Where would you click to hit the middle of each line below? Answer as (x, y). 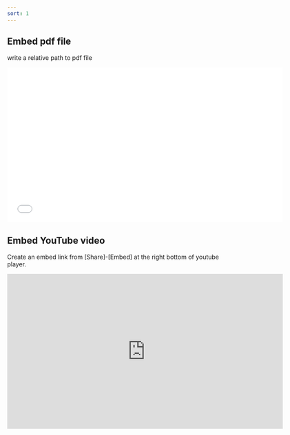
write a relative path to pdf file (50, 58)
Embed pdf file (39, 42)
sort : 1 (18, 13)
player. (17, 264)
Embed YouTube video (56, 241)
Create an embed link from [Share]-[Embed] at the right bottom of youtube (113, 257)
